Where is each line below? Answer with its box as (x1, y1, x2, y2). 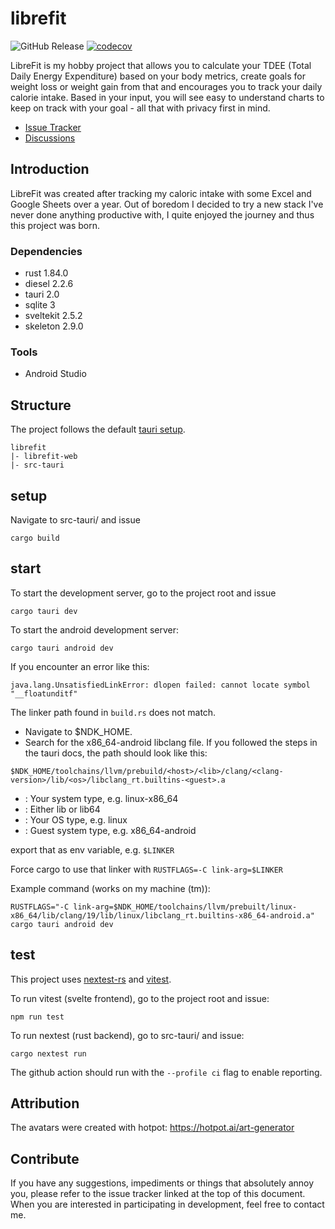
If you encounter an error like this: (10, 660, 150, 672)
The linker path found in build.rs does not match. (10, 706, 217, 718)
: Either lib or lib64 (24, 803, 101, 815)
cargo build (10, 533, 60, 543)
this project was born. (10, 219, 101, 231)
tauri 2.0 (24, 288, 60, 301)
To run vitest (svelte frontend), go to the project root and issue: (10, 992, 270, 1004)
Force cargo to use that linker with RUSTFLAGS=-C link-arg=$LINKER (10, 863, 284, 875)
